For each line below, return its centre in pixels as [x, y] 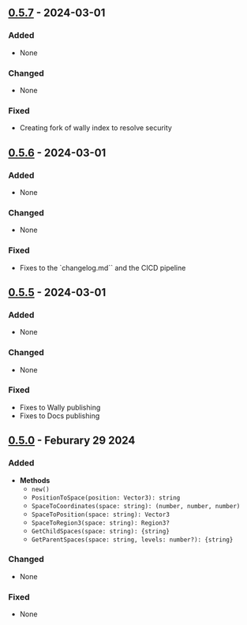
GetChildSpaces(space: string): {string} [100, 531]
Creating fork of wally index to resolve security [95, 128]
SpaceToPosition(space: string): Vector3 [100, 515]
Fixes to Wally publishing [60, 407]
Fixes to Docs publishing [60, 415]
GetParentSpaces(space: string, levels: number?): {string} [132, 540]
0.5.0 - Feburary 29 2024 [72, 441]
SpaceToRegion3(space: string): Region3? [100, 523]
